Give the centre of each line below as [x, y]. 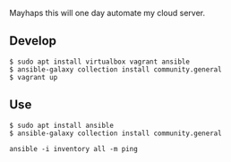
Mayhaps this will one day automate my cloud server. [107, 13]
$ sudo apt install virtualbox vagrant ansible [100, 62]
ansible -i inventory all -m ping [74, 149]
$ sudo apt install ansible [62, 125]
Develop [33, 41]
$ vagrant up [34, 77]
